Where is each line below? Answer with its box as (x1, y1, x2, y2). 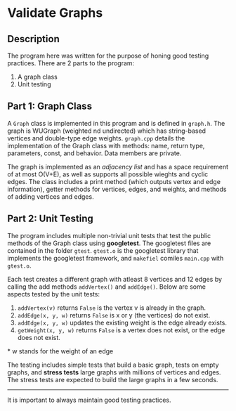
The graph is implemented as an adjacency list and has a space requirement (7, 162, 229, 171)
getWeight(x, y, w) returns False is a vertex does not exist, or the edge (17, 325, 225, 334)
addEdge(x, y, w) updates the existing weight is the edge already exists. (17, 318, 227, 327)
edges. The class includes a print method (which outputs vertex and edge (7, 177, 221, 185)
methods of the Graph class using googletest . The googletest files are (7, 239, 211, 247)
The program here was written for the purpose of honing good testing (7, 51, 209, 60)
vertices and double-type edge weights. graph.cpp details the (7, 133, 185, 142)
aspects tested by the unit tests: (7, 289, 100, 298)
